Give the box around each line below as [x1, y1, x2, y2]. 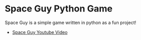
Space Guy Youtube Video [12, 29, 68, 35]
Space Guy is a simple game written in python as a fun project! [5, 19, 136, 25]
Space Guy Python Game [5, 3, 113, 14]
